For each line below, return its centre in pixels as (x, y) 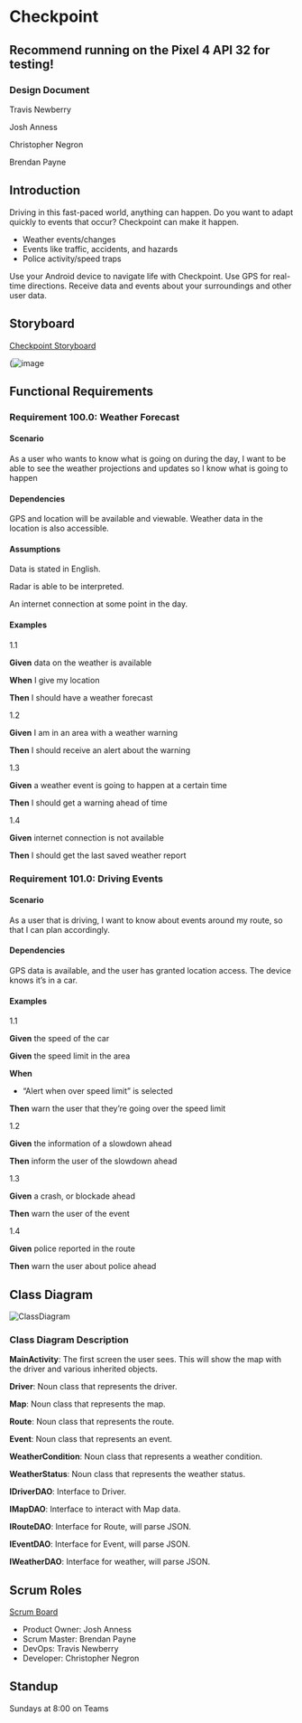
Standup (34, 1686)
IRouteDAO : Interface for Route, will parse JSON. (101, 1527)
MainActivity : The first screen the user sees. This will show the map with (146, 1360)
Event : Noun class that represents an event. (91, 1439)
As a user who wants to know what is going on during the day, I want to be (148, 459)
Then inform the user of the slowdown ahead (93, 1161)
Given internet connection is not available (87, 837)
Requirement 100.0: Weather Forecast (95, 417)
